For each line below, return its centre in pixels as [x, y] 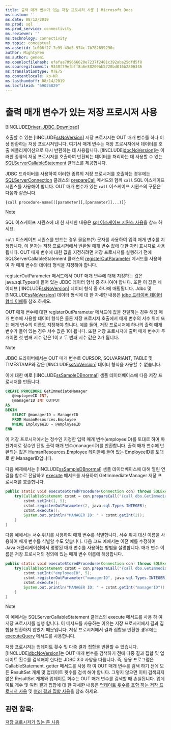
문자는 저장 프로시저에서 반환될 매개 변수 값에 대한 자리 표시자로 [93, 246]
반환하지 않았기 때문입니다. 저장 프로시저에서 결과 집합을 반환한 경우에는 [86, 630]
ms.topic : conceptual [28, 43]
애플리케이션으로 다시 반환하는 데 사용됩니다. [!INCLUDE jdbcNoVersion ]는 [85, 150]
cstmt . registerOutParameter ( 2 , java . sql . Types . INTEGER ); [85, 506]
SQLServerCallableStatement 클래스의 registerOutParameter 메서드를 [77, 258]
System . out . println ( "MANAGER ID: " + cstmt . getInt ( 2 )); [84, 515]
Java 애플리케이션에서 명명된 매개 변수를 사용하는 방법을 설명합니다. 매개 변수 [82, 548]
